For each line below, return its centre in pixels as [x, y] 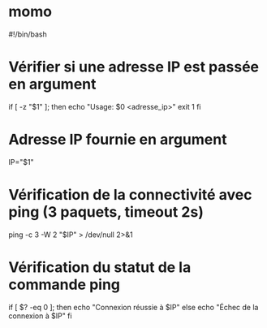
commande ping [64, 285]
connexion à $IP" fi [40, 316]
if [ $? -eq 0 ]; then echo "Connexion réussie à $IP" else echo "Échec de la [133, 307]
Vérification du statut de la [100, 267]
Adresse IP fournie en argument [118, 140]
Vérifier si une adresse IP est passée [134, 67]
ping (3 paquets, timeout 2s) [106, 212]
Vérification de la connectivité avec [130, 195]
